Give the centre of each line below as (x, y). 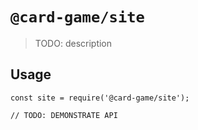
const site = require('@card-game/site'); (100, 98)
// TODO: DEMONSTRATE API (64, 115)
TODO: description (73, 43)
